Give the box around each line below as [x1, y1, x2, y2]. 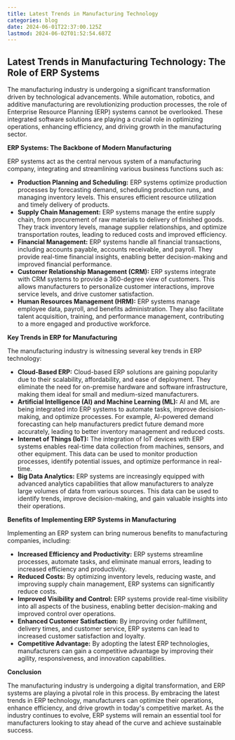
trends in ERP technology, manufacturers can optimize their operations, [7, 697, 214, 705]
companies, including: [7, 537, 72, 545]
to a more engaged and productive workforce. [17, 320, 151, 328]
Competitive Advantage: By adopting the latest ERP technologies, [17, 639, 210, 648]
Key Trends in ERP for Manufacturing [7, 334, 118, 342]
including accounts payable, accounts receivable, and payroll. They [17, 245, 213, 254]
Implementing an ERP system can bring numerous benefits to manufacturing [7, 529, 228, 537]
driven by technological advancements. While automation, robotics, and [7, 92, 215, 102]
